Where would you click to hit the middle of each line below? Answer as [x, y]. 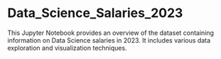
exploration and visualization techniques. [67, 48]
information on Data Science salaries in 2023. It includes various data [109, 40]
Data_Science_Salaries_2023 [95, 13]
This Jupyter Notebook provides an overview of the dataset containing [111, 33]
